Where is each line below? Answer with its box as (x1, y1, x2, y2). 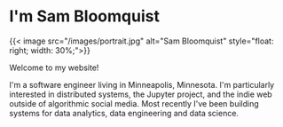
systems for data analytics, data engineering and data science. (9, 107, 240, 118)
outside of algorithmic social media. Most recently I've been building (9, 98, 259, 108)
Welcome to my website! (9, 62, 99, 73)
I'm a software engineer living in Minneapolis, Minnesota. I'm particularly (9, 79, 275, 90)
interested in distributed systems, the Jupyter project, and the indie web (9, 89, 272, 99)
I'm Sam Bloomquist (9, 6, 160, 27)
